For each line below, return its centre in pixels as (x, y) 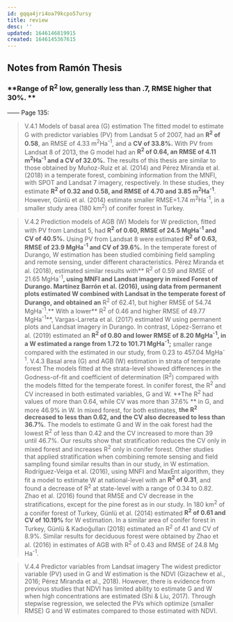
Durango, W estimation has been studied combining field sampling (120, 254)
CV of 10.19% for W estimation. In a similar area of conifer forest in (120, 520)
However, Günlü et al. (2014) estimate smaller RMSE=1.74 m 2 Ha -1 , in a (124, 199)
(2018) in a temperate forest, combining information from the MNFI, (120, 175)
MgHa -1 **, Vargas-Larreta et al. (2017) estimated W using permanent (122, 319)
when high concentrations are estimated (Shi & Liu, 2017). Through (120, 596)
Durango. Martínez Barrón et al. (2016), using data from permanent (123, 286)
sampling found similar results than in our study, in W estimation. (117, 464)
